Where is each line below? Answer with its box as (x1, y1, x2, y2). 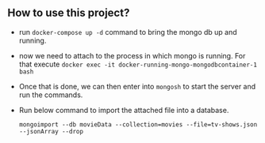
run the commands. (18, 90, 83, 100)
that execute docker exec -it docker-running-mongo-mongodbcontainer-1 (18, 59, 257, 69)
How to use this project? (7, 6, 130, 20)
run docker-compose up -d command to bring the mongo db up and (18, 27, 237, 36)
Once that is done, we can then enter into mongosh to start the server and (18, 81, 256, 91)
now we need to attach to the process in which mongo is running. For (18, 51, 246, 60)
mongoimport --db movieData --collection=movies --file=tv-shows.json (18, 120, 258, 129)
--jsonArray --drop (18, 127, 84, 135)
